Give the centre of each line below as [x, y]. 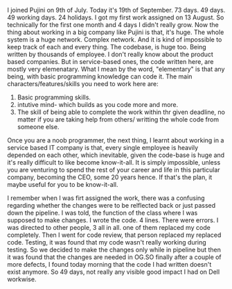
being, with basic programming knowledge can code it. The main [100, 76]
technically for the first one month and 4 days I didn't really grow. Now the [113, 25]
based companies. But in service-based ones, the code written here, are [110, 61]
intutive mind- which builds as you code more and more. [98, 105]
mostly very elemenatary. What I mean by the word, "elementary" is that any [116, 69]
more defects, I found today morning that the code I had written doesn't [109, 264]
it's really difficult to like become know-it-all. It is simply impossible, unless [114, 162]
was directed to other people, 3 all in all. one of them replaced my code [109, 228]
